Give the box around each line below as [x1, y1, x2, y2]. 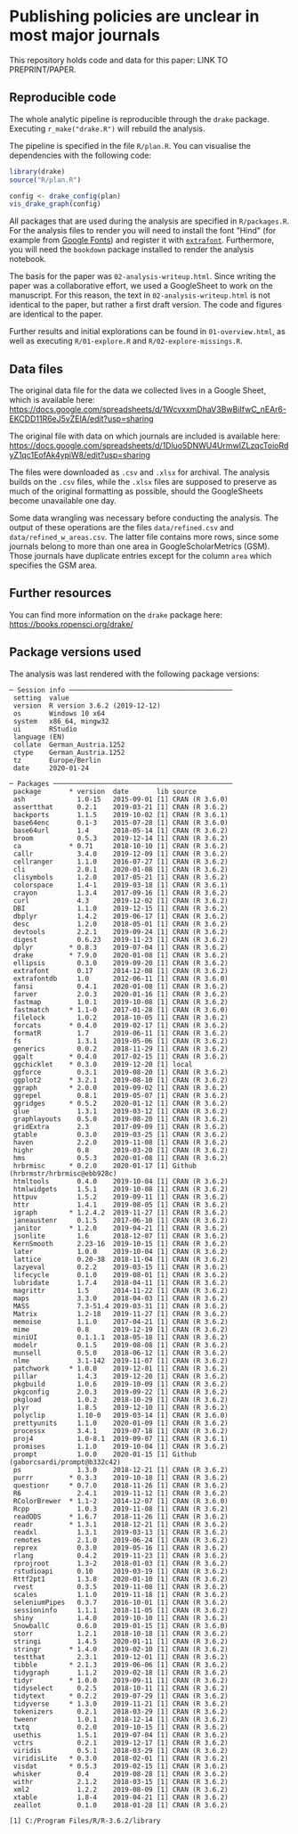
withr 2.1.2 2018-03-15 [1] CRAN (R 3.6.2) [12, 1777, 229, 1786]
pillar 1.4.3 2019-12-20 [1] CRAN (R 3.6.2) [12, 1371, 229, 1380]
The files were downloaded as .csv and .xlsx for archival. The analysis [9, 467, 270, 478]
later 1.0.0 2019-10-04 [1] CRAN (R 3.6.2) [12, 1247, 229, 1256]
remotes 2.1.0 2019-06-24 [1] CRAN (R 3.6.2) [12, 1535, 229, 1544]
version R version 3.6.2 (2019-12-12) [12, 701, 162, 710]
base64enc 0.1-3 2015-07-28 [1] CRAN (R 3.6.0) [12, 818, 229, 827]
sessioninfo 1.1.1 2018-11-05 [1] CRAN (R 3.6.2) [12, 1606, 229, 1615]
